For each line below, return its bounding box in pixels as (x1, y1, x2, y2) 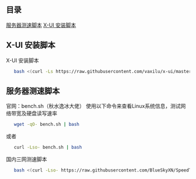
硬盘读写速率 (26, 110, 57, 117)
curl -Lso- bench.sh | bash (13, 145, 82, 150)
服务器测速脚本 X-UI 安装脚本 (6, 22, 76, 29)
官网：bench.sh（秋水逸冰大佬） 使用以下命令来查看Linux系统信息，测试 (6, 103, 181, 110)
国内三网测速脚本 (6, 156, 47, 163)
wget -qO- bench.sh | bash (13, 121, 80, 128)
